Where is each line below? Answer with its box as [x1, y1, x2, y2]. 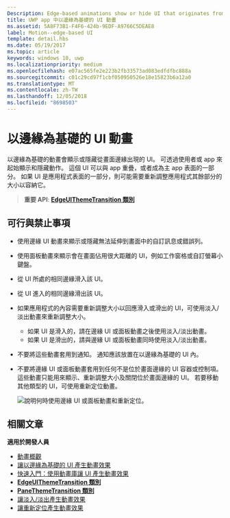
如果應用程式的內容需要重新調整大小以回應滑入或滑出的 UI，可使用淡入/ [16, 303, 219, 312]
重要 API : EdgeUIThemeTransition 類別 [23, 195, 135, 203]
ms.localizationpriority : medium [7, 61, 103, 68]
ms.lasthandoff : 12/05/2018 [7, 93, 88, 100]
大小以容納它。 [7, 180, 49, 189]
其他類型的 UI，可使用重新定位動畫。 [16, 381, 121, 390]
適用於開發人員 [7, 438, 49, 446]
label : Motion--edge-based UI [7, 29, 94, 36]
